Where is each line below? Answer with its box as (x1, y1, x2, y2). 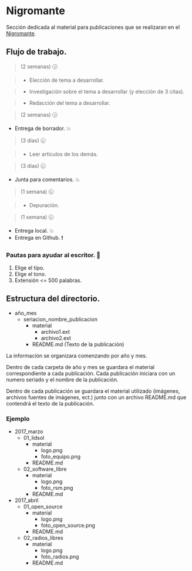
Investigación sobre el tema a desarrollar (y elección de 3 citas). (29, 88, 185, 95)
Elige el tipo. (14, 264, 45, 271)
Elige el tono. (14, 271, 46, 278)
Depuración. (29, 201, 59, 208)
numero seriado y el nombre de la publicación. (6, 376, 119, 383)
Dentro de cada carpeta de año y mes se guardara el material (6, 363, 154, 370)
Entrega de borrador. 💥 (14, 125, 72, 132)
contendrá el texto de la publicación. (6, 400, 95, 407)
